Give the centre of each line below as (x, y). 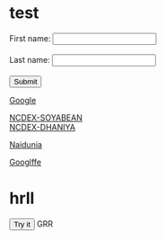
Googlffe (26, 162)
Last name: (30, 59)
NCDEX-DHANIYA (43, 127)
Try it (22, 224)
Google (23, 100)
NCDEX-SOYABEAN (46, 117)
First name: (30, 38)
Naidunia (26, 144)
